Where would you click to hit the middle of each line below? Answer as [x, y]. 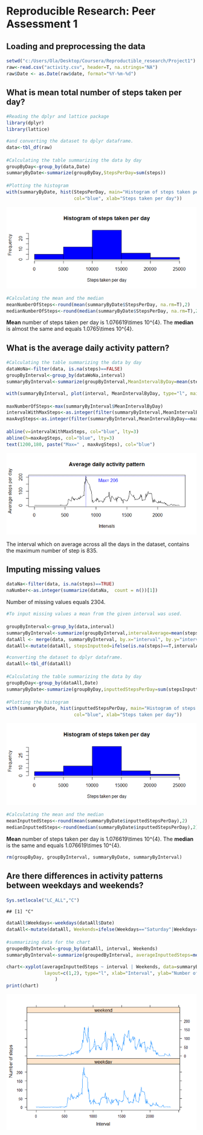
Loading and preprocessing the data [76, 46]
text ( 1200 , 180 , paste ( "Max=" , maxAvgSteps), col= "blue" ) [81, 444]
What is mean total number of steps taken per [94, 93]
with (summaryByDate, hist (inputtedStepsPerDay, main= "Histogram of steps [101, 709]
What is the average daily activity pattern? [88, 348]
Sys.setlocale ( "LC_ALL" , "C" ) [43, 900]
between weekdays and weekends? [75, 886]
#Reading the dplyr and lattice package [58, 117]
